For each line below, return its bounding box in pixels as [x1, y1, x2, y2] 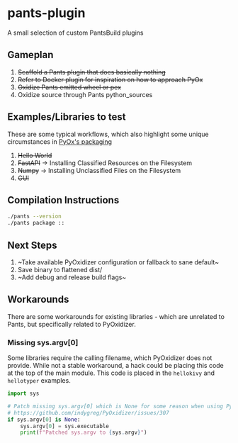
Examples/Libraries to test [7, 111, 126, 123]
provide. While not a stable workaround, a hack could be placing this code [7, 361, 225, 370]
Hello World [17, 151, 52, 159]
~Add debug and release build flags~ [17, 273, 127, 281]
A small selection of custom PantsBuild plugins [7, 28, 144, 37]
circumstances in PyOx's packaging [7, 137, 112, 146]
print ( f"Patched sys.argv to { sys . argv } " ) [20, 429, 147, 437]
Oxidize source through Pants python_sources [17, 90, 153, 99]
